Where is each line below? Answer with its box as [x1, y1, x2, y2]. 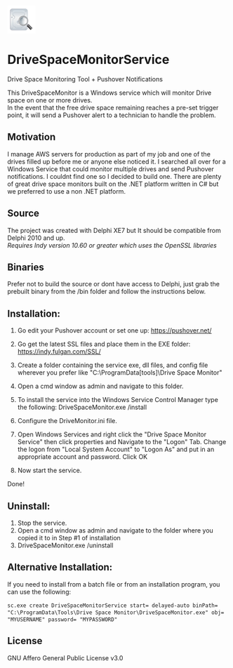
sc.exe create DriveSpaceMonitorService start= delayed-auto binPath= [7, 602, 218, 609]
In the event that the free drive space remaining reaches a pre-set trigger [7, 103, 219, 112]
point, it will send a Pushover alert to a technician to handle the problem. [7, 111, 216, 119]
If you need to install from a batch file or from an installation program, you [7, 580, 220, 588]
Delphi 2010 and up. [7, 234, 65, 242]
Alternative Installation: [7, 561, 113, 573]
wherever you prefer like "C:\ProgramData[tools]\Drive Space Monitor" [17, 368, 222, 377]
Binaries [7, 261, 44, 273]
